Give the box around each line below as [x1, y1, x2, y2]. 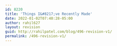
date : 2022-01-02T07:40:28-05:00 [5, 16, 73, 21]
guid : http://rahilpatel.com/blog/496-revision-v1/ [5, 29, 112, 34]
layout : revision [5, 25, 40, 30]
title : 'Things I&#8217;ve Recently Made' [5, 11, 93, 16]
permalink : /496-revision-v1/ [5, 34, 67, 39]
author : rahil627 [5, 20, 40, 25]
